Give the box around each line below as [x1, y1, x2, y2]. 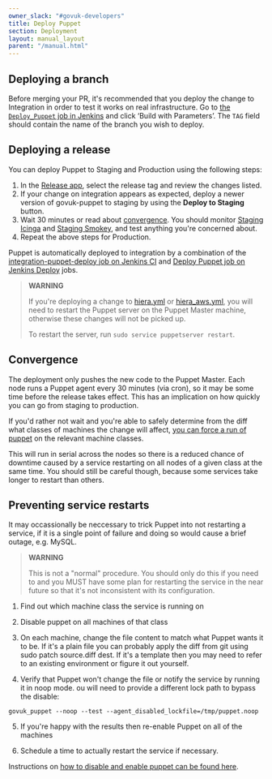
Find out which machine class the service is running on [19, 601, 204, 611]
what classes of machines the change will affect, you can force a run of [8, 424, 247, 434]
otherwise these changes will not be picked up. [28, 313, 186, 323]
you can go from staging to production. [8, 400, 139, 410]
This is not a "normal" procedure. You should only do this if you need [28, 569, 259, 579]
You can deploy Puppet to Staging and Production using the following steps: [8, 164, 262, 174]
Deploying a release [8, 143, 111, 157]
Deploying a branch [8, 72, 109, 86]
